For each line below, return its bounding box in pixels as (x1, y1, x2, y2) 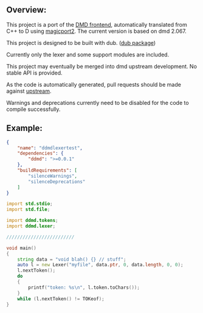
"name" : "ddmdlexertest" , (17, 145, 83, 151)
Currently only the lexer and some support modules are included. (6, 51, 170, 58)
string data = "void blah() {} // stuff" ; (17, 256, 126, 263)
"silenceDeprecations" (28, 178, 86, 184)
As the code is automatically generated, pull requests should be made (6, 81, 181, 88)
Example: (6, 123, 43, 133)
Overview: (6, 5, 47, 15)
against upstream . (6, 87, 52, 95)
